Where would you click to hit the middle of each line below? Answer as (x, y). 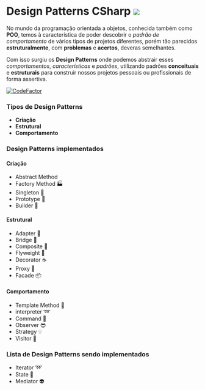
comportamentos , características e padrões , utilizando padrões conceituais (103, 66)
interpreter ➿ (33, 311)
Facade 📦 (28, 275)
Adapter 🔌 (28, 233)
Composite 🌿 (31, 246)
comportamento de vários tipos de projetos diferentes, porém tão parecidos (102, 41)
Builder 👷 (27, 205)
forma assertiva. (27, 79)
